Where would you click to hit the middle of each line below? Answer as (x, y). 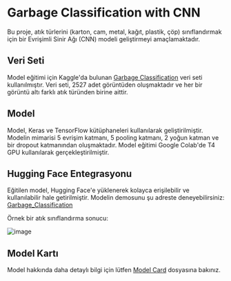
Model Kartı (33, 253)
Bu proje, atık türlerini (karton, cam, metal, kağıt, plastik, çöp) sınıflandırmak (114, 32)
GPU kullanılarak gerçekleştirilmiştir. (58, 152)
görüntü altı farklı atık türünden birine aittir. (68, 92)
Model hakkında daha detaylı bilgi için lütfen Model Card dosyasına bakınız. (114, 270)
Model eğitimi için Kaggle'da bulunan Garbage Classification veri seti (105, 77)
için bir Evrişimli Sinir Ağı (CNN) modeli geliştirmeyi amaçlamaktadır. (104, 39)
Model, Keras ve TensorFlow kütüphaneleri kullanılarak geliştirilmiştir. (105, 130)
